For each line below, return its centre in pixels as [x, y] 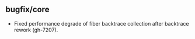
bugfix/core [27, 10]
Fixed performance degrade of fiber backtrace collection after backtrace [101, 23]
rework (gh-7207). [36, 30]
